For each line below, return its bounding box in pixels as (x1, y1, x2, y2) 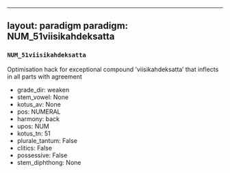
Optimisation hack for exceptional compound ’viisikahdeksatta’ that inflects (7, 65, 219, 73)
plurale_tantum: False (16, 136, 77, 144)
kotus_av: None (16, 100, 62, 108)
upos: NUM (16, 122, 50, 130)
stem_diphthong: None (16, 158, 81, 166)
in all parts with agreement (7, 72, 82, 81)
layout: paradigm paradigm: (7, 20, 129, 31)
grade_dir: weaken (16, 85, 70, 94)
